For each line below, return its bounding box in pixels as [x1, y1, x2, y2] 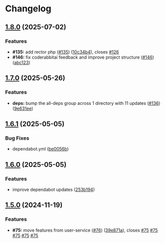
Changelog [5, 3, 52, 14]
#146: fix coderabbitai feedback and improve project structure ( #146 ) [12, 54, 155, 60]
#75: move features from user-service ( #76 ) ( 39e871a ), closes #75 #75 [12, 227, 158, 233]
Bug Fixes [5, 135, 30, 142]
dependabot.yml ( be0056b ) [12, 146, 69, 152]
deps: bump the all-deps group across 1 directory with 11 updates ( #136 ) [12, 100, 161, 106]
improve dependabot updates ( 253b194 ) [12, 186, 95, 192]
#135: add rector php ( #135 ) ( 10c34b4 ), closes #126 [12, 49, 119, 55]
